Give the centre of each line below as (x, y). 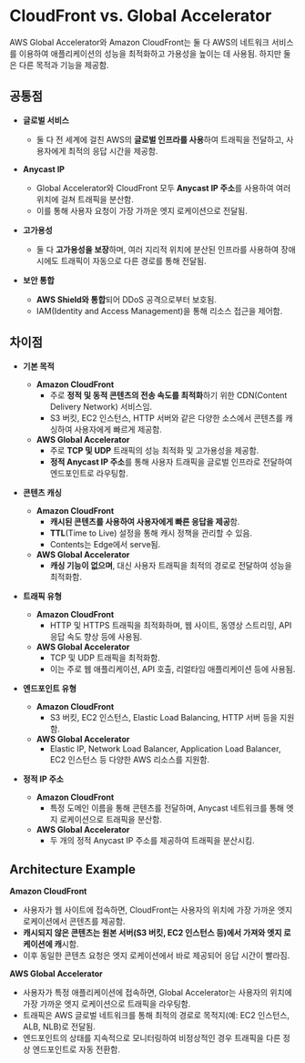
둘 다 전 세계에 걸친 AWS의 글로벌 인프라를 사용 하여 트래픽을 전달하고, (160, 139)
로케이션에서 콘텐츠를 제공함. (74, 922)
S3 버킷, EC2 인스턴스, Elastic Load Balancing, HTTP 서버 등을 (163, 717)
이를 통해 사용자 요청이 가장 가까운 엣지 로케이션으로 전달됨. (142, 210)
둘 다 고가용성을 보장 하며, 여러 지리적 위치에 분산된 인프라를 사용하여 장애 (166, 249)
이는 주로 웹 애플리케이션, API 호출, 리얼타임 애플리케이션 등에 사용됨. (173, 669)
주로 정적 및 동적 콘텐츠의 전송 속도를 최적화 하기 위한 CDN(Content (168, 395)
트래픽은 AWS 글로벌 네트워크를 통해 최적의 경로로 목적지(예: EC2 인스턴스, (156, 1016)
